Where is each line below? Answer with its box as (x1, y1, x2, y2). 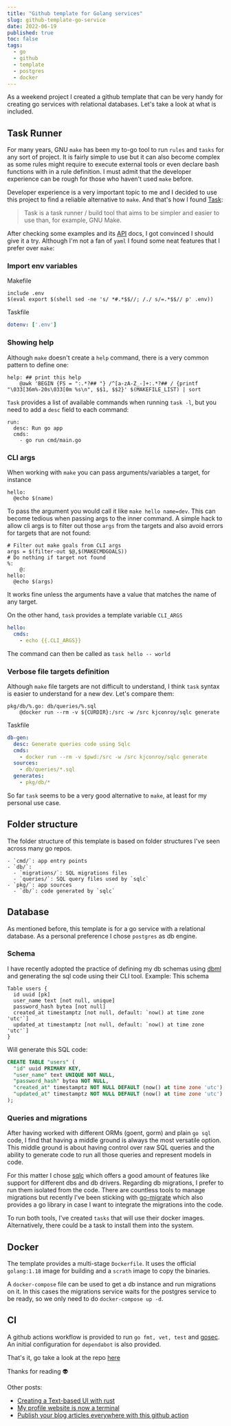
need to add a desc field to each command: (7, 405, 129, 413)
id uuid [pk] (13, 991, 51, 998)
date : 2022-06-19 (7, 23, 57, 30)
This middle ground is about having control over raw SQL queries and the (7, 1143, 214, 1152)
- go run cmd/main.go (19, 437, 81, 443)
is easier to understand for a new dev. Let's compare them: (7, 689, 175, 698)
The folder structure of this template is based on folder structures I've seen (7, 837, 220, 845)
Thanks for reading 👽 (7, 1367, 69, 1375)
